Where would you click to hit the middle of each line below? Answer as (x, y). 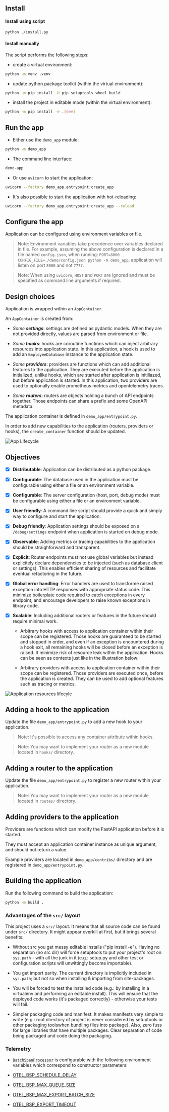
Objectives (23, 457)
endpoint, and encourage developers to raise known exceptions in (81, 600)
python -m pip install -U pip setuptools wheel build (63, 93)
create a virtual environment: (42, 64)
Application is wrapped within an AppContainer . (54, 309)
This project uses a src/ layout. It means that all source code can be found (83, 926)
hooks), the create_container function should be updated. (66, 432)
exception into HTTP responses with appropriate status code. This (81, 589)
